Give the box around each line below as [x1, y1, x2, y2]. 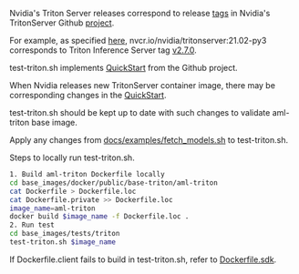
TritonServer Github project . [9, 17, 115, 28]
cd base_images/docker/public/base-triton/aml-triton [9, 178, 219, 188]
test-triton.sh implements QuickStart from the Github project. [9, 63, 239, 73]
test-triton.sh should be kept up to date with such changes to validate [9, 107, 271, 117]
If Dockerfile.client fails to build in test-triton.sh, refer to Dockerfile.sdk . [9, 254, 277, 265]
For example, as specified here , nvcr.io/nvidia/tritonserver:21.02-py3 [9, 36, 267, 46]
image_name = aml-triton [9, 204, 96, 213]
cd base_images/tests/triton [9, 229, 120, 238]
